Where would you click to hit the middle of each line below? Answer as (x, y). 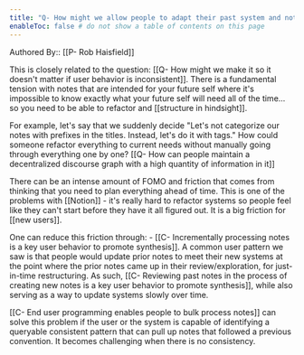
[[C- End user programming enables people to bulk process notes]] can (143, 312)
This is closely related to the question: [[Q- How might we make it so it (140, 70)
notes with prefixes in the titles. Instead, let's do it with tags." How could (144, 135)
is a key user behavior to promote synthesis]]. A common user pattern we (147, 247)
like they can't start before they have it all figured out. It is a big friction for (148, 210)
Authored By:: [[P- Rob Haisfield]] (72, 51)
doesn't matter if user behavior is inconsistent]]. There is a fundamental (143, 79)
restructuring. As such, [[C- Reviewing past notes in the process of (162, 276)
